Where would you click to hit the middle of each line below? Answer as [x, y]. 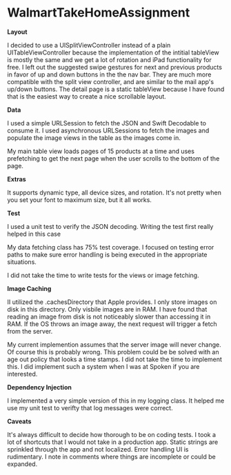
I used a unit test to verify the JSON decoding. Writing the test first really [110, 226]
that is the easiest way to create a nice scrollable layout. [87, 96]
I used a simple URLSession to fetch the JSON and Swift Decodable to [107, 123]
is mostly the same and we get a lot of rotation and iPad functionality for [109, 59]
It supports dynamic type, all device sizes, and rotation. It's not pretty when [114, 192]
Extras [17, 179]
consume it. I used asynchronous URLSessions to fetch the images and [108, 130]
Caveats [19, 421]
